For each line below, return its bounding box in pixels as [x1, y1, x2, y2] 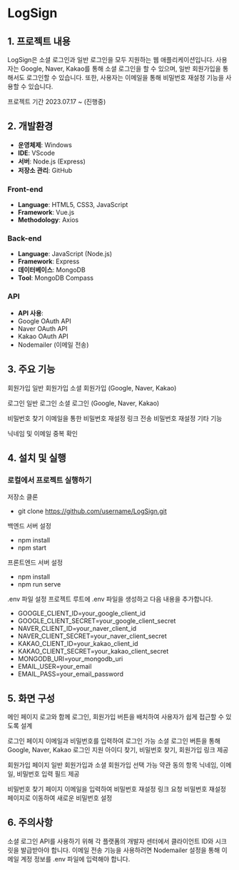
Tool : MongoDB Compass [17, 273, 94, 283]
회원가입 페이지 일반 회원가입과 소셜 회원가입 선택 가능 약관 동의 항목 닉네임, [7, 761, 219, 769]
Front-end [7, 184, 44, 194]
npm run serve [17, 580, 61, 589]
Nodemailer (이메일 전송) [17, 340, 89, 349]
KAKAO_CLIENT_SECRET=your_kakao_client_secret [17, 647, 169, 656]
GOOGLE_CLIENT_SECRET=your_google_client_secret [17, 617, 176, 625]
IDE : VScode [17, 148, 56, 157]
